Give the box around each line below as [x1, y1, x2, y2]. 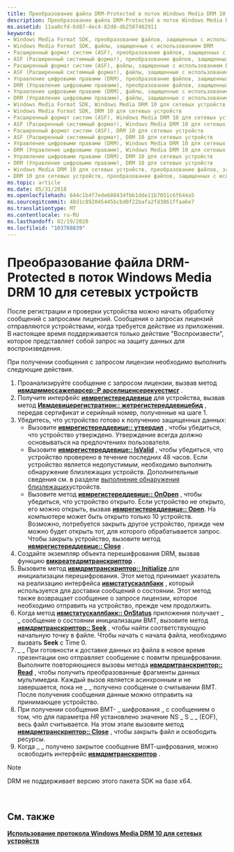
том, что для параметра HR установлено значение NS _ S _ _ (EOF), [17, 713, 218, 721]
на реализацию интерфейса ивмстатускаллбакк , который [17, 579, 194, 587]
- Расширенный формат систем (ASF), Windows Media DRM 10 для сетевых [7, 114, 217, 121]
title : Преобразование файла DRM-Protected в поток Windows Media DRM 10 [7, 10, 226, 17]
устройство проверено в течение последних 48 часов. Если [27, 453, 208, 462]
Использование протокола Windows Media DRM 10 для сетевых [7, 829, 203, 838]
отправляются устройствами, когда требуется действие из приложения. [7, 322, 224, 330]
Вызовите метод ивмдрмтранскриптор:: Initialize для [17, 564, 180, 573]
